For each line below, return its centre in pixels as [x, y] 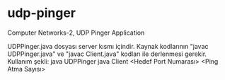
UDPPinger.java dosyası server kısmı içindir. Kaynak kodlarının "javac [108, 46]
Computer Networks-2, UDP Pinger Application [76, 33]
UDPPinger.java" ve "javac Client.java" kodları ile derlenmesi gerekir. [107, 54]
